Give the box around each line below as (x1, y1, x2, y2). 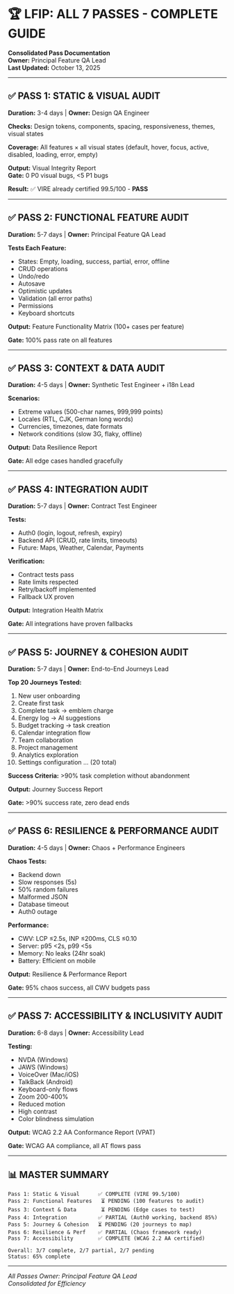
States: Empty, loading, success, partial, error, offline (17, 257, 169, 265)
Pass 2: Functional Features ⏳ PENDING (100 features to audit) (8, 1197, 205, 1205)
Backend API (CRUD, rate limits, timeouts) (17, 537, 137, 545)
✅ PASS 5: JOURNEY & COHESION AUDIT (8, 646, 189, 658)
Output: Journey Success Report (8, 785, 103, 793)
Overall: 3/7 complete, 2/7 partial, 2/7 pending (8, 1247, 155, 1254)
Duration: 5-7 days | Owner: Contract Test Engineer (8, 502, 158, 510)
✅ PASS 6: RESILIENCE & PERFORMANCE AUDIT (8, 825, 219, 837)
